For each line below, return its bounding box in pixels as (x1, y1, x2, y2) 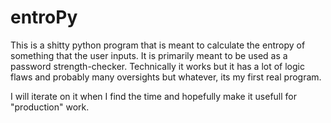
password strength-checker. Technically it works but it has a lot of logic (10, 60, 305, 72)
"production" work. (10, 101, 90, 113)
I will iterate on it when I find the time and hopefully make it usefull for (10, 90, 298, 102)
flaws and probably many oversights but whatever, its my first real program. (10, 71, 322, 83)
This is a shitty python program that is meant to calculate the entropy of (10, 39, 306, 51)
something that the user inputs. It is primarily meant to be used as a (10, 49, 288, 61)
